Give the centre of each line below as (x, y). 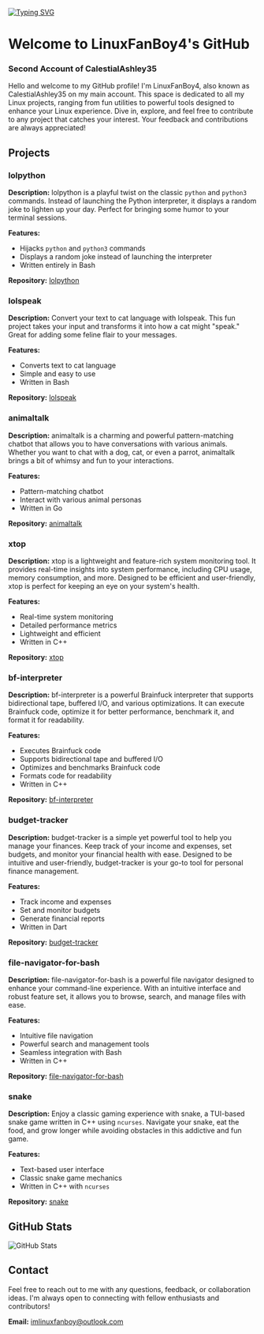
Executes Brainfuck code (60, 751)
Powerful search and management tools (84, 1044)
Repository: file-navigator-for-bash (66, 1076)
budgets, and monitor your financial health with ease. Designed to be (120, 854)
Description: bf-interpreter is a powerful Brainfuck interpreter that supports (131, 695)
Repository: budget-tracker (53, 942)
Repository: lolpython (44, 281)
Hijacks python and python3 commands (82, 248)
